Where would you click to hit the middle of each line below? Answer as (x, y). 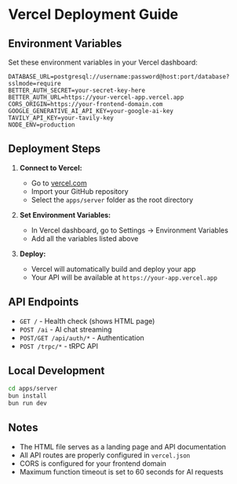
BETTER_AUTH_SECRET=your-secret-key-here (77, 90)
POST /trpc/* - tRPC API (59, 346)
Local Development (57, 371)
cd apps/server (33, 389)
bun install (27, 396)
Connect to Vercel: (51, 167)
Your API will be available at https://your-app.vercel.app (124, 277)
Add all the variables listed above (85, 238)
